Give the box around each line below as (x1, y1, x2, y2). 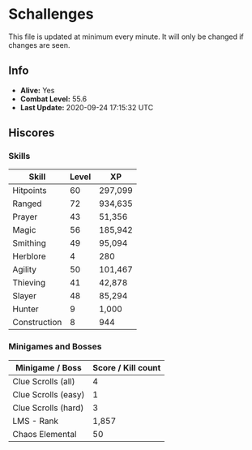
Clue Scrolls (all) (12, 375, 75, 387)
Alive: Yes (19, 85, 55, 95)
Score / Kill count (92, 362, 161, 373)
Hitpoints (12, 185, 47, 196)
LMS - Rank (12, 415, 59, 426)
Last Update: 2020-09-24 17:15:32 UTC (19, 102, 154, 112)
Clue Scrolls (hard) (12, 402, 84, 414)
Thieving (12, 277, 46, 289)
